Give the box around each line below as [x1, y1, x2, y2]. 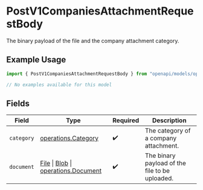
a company [144, 134, 177, 143]
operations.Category [40, 134, 98, 143]
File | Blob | [40, 159, 72, 168]
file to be [144, 166, 170, 175]
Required [112, 116, 140, 125]
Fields [6, 98, 30, 108]
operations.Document [40, 166, 101, 175]
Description [152, 116, 187, 125]
